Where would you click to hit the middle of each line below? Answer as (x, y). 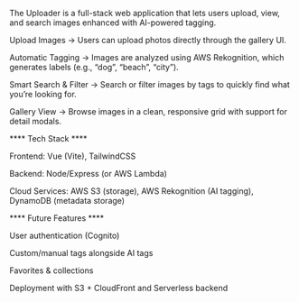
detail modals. (35, 121)
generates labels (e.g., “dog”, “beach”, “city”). (94, 67)
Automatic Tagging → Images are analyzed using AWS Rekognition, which (147, 57)
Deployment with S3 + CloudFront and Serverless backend (119, 288)
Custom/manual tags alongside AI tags (81, 253)
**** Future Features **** (57, 218)
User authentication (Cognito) (65, 235)
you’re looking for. (43, 94)
